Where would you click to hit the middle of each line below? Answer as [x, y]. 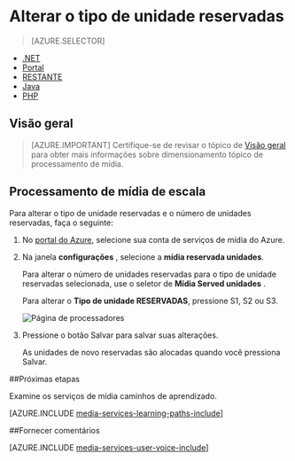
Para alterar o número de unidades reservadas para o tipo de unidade [149, 274]
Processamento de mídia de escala [108, 192]
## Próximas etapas [44, 379]
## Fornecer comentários [54, 430]
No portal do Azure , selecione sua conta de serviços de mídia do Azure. [153, 239]
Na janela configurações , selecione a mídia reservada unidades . [143, 257]
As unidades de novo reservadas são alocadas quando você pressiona [151, 352]
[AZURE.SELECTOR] [68, 41]
